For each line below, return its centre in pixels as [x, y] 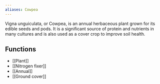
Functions [21, 49]
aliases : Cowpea [21, 10]
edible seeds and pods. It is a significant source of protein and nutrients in [80, 29]
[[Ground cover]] [29, 77]
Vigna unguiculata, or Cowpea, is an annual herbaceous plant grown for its [80, 23]
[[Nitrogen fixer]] [29, 66]
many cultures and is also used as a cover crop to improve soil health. [75, 34]
